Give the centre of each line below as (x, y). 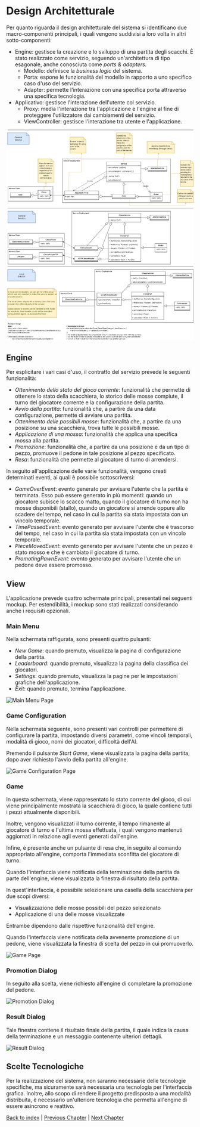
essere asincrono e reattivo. (40, 1106)
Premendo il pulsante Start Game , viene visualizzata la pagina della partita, (98, 753)
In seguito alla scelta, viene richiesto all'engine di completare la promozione (99, 984)
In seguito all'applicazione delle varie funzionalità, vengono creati (86, 471)
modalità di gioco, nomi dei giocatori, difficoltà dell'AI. (72, 741)
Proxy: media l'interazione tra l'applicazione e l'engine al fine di (101, 109)
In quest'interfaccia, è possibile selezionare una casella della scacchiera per (100, 890)
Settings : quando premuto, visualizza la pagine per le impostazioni (96, 676)
